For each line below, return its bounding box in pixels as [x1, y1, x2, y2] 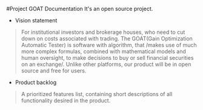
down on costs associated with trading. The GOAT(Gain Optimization [21, 35, 193, 42]
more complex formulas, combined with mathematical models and [21, 48, 187, 55]
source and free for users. [21, 67, 87, 74]
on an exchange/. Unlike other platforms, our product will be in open [21, 60, 191, 68]
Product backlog [15, 79, 57, 86]
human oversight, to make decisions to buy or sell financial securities [21, 54, 194, 61]
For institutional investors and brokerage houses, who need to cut [21, 28, 185, 36]
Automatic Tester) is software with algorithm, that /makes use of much [21, 42, 197, 48]
